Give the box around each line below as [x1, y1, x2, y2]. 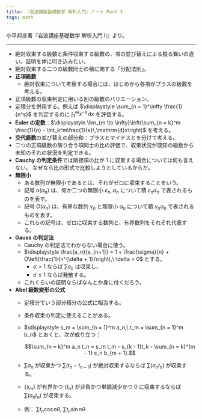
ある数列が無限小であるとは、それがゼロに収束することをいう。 [23, 179, 182, 186]
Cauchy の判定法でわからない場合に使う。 [23, 241, 129, 248]
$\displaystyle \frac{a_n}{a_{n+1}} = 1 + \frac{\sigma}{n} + [23, 248, 170, 255]
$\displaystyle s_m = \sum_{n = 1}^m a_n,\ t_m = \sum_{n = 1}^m [23, 324, 184, 331]
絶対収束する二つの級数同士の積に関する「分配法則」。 [14, 65, 150, 72]
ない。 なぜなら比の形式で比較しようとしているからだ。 [14, 164, 153, 171]
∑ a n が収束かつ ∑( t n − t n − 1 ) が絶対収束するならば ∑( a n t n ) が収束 [23, 362, 182, 370]
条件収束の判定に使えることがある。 [23, 312, 114, 319]
